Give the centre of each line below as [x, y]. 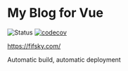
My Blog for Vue [56, 13]
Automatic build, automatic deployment [64, 59]
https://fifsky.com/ [34, 46]
